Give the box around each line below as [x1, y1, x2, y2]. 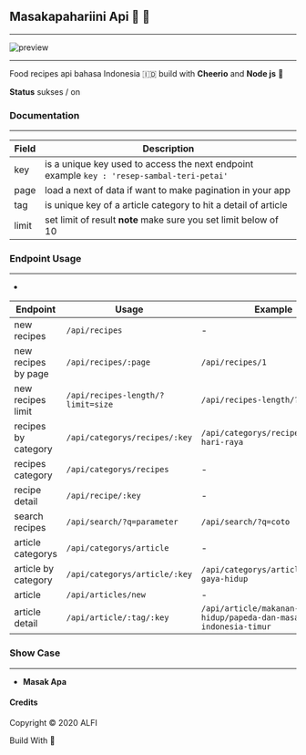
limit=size [66, 399, 114, 410]
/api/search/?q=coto [200, 517, 291, 527]
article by [14, 563, 55, 575]
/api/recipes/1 [200, 357, 267, 367]
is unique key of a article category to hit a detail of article [45, 199, 288, 212]
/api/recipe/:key [66, 491, 141, 502]
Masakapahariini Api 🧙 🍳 [9, 9, 150, 25]
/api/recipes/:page [66, 357, 151, 367]
